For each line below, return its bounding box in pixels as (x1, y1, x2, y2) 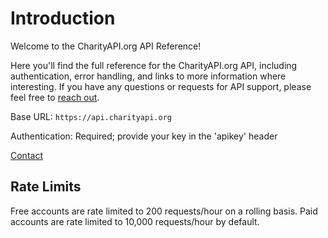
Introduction (10, 7, 116, 30)
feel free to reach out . (10, 91, 100, 103)
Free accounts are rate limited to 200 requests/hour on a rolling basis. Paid (10, 205, 318, 217)
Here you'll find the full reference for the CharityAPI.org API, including (10, 59, 298, 71)
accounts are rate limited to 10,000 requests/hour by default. (10, 215, 260, 227)
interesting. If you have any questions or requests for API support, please (10, 80, 312, 92)
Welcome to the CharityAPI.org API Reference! (10, 40, 202, 52)
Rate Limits (10, 178, 82, 196)
